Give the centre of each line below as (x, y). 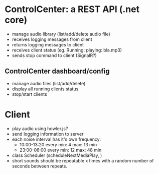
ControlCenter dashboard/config (57, 71)
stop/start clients (29, 94)
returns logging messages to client (48, 44)
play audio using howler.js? (40, 128)
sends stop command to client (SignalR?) (54, 55)
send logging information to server (48, 134)
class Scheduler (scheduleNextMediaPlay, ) (57, 155)
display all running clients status (45, 89)
